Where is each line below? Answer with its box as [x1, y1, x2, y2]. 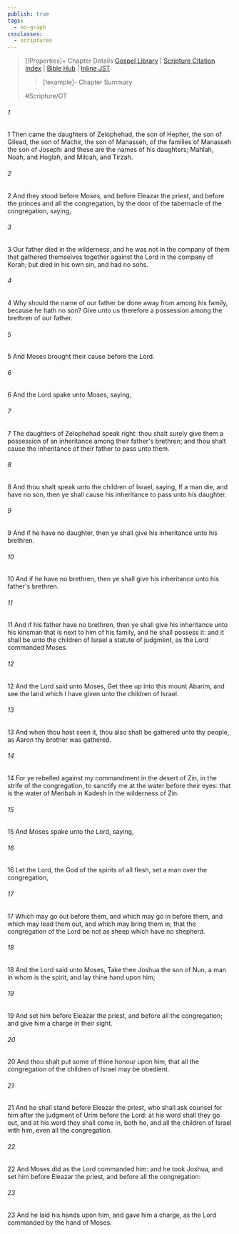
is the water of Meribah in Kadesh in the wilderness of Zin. [7, 789, 180, 797]
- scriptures [14, 37, 53, 44]
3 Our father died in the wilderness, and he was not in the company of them [7, 245, 230, 253]
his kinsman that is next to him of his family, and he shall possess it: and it [7, 628, 225, 637]
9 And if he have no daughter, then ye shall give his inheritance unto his [7, 529, 218, 537]
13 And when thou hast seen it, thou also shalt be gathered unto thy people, [7, 728, 230, 736]
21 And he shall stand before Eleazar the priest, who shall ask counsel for [7, 1103, 223, 1112]
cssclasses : [7, 30, 43, 38]
